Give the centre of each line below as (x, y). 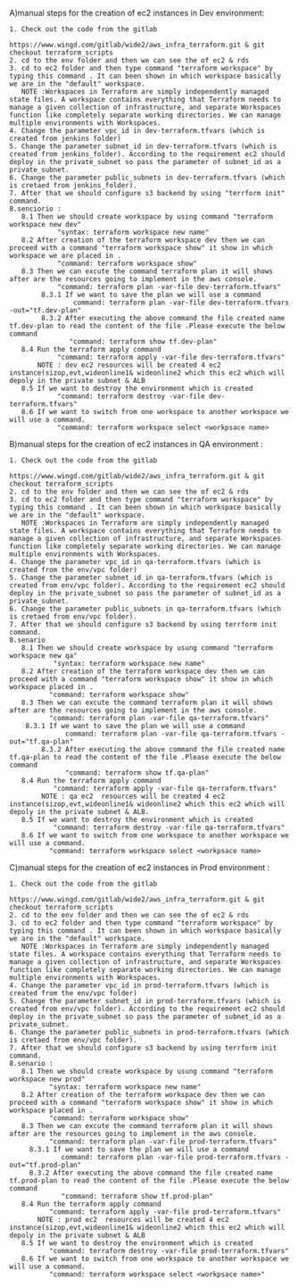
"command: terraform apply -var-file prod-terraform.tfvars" (165, 1212)
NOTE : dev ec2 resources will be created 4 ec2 (129, 365)
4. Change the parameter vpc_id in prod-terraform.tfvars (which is (139, 985)
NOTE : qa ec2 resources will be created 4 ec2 (133, 796)
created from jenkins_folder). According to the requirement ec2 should (147, 154)
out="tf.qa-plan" (41, 742)
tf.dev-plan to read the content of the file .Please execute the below (147, 326)
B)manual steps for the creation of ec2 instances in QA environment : (136, 444)
